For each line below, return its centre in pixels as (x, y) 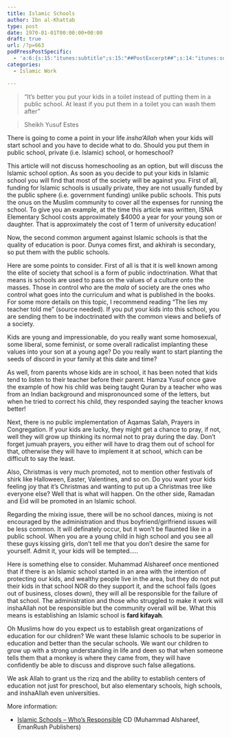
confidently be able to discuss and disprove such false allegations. (101, 665)
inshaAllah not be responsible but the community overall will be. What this (112, 608)
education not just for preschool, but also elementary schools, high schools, (114, 685)
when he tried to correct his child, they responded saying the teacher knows (115, 401)
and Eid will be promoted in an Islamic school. (72, 501)
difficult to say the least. (41, 458)
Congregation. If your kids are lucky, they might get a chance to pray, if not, (114, 429)
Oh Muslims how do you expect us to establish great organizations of (105, 628)
